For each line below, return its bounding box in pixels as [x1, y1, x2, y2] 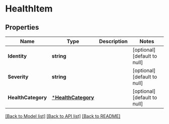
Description [99, 38, 128, 45]
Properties [5, 23, 39, 32]
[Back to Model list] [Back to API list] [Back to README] [5, 113, 121, 119]
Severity [8, 73, 29, 80]
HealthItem [5, 3, 53, 15]
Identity [8, 53, 27, 59]
